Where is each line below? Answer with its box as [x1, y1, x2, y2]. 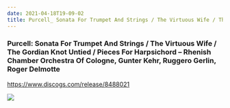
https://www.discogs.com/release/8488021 [7, 80, 130, 88]
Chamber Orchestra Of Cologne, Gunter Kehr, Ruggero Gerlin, [7, 56, 217, 66]
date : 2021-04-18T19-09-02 [7, 10, 84, 17]
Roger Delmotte [7, 64, 60, 74]
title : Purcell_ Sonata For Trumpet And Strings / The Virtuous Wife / [7, 16, 216, 23]
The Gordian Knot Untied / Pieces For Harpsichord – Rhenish [7, 47, 212, 57]
